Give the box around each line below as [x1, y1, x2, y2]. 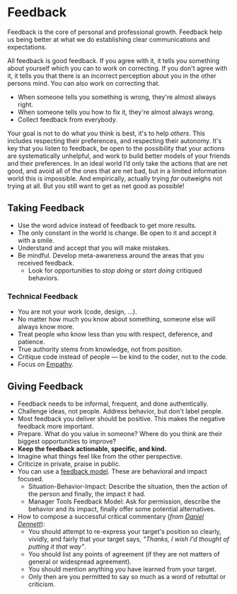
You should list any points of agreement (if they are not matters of [28, 549, 221, 558]
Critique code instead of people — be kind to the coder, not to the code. [17, 353, 228, 361]
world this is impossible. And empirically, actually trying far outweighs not [7, 174, 223, 183]
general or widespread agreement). [28, 557, 132, 566]
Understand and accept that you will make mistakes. [17, 244, 171, 252]
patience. [17, 338, 45, 346]
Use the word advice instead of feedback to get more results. [17, 221, 197, 229]
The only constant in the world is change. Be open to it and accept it [17, 228, 217, 237]
